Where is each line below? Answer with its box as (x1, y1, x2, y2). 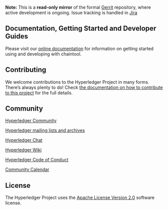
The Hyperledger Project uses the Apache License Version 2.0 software (5, 194, 155, 201)
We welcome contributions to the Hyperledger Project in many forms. (5, 79, 150, 85)
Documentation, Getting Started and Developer (5, 24, 156, 33)
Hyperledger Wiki (5, 147, 42, 153)
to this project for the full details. (5, 89, 73, 95)
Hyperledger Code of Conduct (5, 156, 69, 163)
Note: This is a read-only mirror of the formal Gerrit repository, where (5, 5, 151, 10)
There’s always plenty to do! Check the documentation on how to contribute (5, 84, 163, 90)
